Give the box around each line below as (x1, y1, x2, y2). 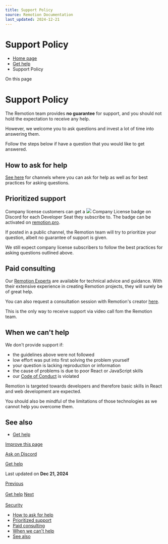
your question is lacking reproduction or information (12, 362, 121, 368)
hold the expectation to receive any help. (5, 116, 90, 122)
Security (5, 502, 23, 508)
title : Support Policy (5, 7, 53, 13)
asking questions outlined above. (5, 249, 74, 256)
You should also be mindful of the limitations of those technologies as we (5, 398, 157, 404)
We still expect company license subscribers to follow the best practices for (5, 244, 163, 250)
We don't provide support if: (5, 341, 64, 347)
